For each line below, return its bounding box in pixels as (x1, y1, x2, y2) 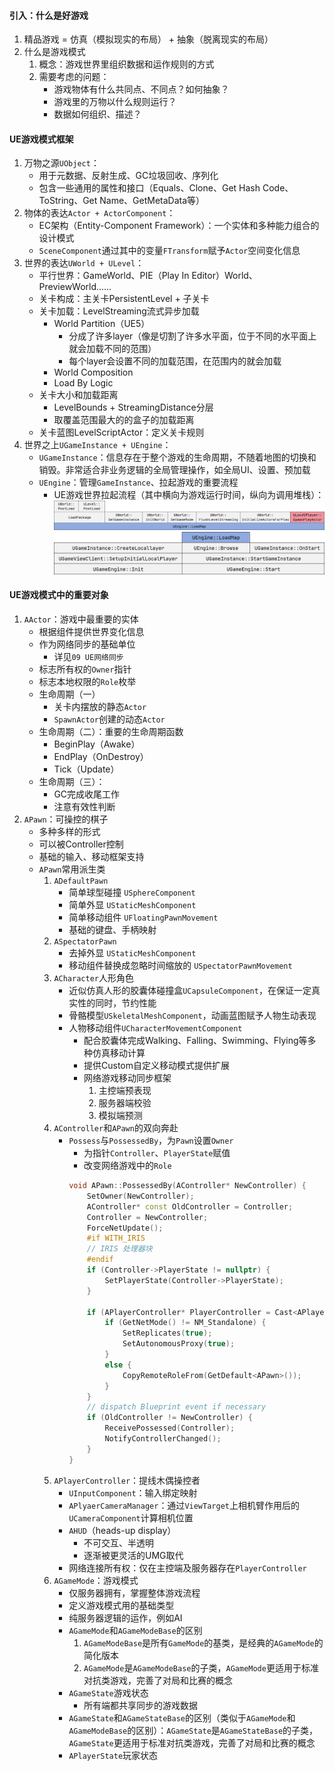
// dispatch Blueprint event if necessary (86, 1402, 267, 1412)
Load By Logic (53, 377, 114, 389)
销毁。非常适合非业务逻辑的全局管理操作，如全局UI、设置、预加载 (38, 464, 311, 476)
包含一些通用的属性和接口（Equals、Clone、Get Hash (38, 182, 261, 194)
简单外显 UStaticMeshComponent (68, 899, 197, 911)
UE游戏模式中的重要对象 (9, 589, 109, 601)
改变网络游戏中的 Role (83, 1160, 172, 1172)
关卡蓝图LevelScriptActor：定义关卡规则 (38, 426, 205, 439)
